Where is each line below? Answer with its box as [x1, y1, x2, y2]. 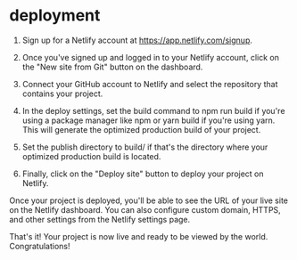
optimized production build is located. [21, 150, 161, 161]
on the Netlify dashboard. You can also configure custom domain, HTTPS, [9, 204, 281, 215]
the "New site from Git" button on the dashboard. [21, 61, 203, 72]
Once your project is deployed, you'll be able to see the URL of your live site [9, 195, 288, 206]
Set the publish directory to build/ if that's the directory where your [21, 142, 268, 152]
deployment [9, 5, 101, 26]
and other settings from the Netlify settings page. [9, 214, 191, 224]
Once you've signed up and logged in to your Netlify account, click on [21, 52, 279, 62]
